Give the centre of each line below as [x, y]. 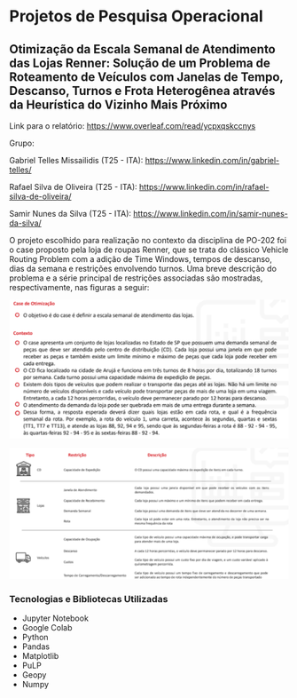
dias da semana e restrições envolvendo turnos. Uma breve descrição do [143, 269]
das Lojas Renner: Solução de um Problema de [140, 63]
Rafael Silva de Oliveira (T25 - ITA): [73, 187]
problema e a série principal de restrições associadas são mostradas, [136, 278]
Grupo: [22, 143]
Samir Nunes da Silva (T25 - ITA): [70, 214]
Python [35, 638]
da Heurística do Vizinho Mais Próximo [118, 104]
